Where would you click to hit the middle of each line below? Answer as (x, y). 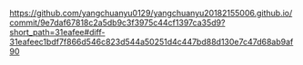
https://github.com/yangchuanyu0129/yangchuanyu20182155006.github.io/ (151, 13)
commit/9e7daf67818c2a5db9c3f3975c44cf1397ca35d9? (117, 23)
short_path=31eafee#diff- (57, 32)
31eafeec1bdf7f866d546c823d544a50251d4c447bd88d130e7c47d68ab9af (151, 42)
